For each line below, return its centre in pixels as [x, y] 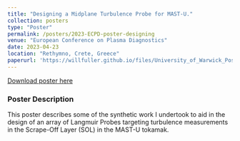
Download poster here [40, 80]
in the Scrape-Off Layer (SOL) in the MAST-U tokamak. [88, 130]
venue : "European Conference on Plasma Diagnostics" [87, 41]
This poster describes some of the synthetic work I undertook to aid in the [116, 115]
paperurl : [22, 61]
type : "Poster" [30, 27]
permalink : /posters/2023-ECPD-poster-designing [81, 34]
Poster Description [41, 99]
